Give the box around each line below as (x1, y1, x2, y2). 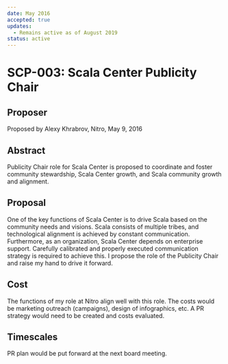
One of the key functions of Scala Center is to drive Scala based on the (7, 215, 207, 223)
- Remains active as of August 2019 (13, 29, 118, 36)
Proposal (7, 197, 47, 209)
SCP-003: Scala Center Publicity (7, 65, 197, 81)
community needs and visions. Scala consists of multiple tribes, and (7, 222, 199, 231)
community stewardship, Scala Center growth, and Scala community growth (7, 170, 222, 178)
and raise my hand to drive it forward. (7, 259, 113, 267)
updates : (7, 23, 32, 29)
